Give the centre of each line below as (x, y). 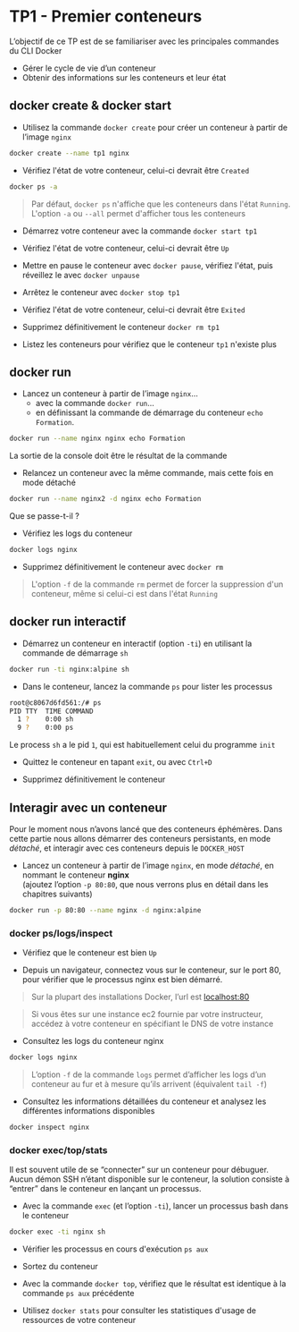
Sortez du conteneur (60, 1267)
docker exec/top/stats (58, 1150)
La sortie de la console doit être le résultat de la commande (118, 456)
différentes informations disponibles (88, 1110)
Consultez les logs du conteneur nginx (93, 1041)
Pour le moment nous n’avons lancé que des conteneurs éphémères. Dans (146, 828)
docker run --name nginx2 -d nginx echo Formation (105, 499)
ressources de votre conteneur (79, 1320)
